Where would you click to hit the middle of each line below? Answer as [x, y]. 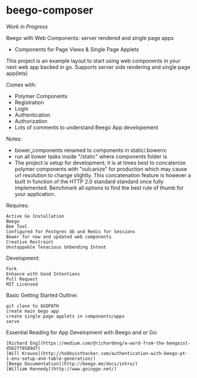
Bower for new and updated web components [59, 237]
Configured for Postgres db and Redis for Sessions [71, 231]
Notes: [14, 138]
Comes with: [21, 84]
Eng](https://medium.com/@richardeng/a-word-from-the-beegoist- [110, 343]
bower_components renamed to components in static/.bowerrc [91, 150]
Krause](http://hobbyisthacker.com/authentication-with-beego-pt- [105, 353]
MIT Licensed [22, 284]
